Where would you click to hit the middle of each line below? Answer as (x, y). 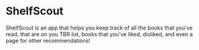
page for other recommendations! (48, 40)
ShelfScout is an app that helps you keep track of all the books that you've (99, 28)
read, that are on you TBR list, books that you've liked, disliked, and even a (99, 34)
